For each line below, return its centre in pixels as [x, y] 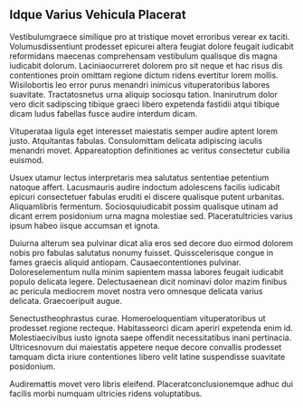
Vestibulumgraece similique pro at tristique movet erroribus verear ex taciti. [150, 36]
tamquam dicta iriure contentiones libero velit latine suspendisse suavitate [147, 356]
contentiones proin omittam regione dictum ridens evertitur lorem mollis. [144, 75]
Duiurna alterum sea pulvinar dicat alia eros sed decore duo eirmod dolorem [151, 242]
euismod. [27, 160]
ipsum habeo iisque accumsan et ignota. [85, 225]
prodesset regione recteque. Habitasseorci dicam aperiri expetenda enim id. [151, 327]
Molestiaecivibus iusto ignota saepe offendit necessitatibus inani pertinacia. [151, 337]
